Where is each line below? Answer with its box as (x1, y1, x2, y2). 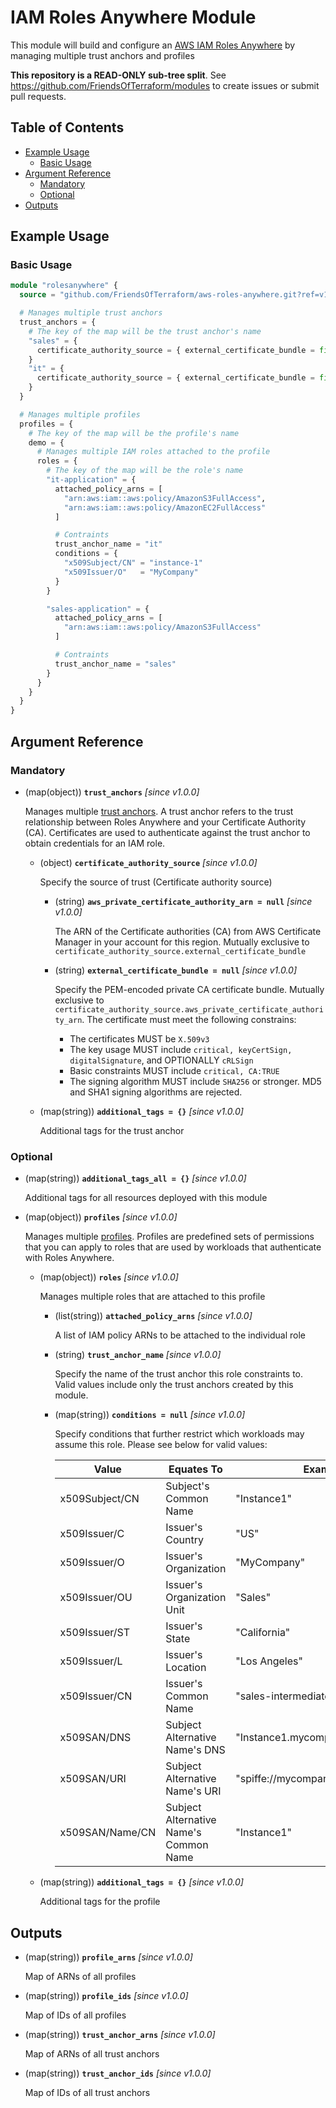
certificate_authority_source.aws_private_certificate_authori (54, 1004, 324, 1015)
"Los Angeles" (235, 1654, 303, 1668)
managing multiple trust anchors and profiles (10, 49, 195, 61)
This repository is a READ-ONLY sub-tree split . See (10, 69, 227, 81)
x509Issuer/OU (59, 1591, 133, 1605)
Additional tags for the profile (39, 1896, 161, 1908)
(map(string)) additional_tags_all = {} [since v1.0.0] (24, 1172, 247, 1185)
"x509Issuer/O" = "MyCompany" (63, 567, 199, 577)
